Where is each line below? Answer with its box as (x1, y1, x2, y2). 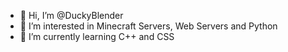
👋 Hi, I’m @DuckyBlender (19, 10, 124, 21)
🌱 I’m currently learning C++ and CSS (19, 31, 175, 42)
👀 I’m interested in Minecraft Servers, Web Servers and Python (19, 20, 278, 32)
